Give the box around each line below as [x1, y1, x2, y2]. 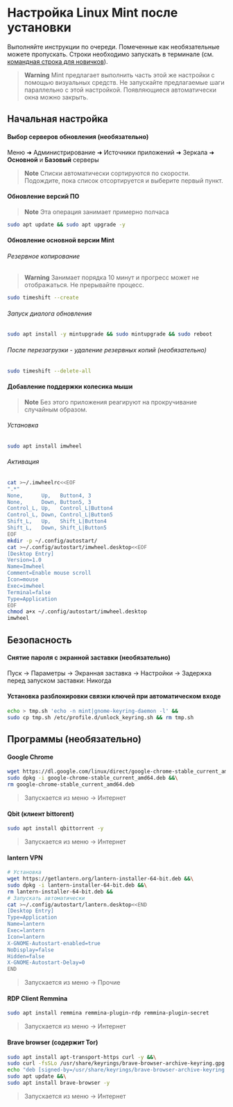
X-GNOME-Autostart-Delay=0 [7, 959, 85, 967]
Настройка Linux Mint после [7, 5, 178, 21]
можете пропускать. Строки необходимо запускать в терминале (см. [7, 50, 214, 58]
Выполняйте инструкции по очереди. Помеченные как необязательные [7, 42, 220, 51]
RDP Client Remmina [7, 994, 68, 1002]
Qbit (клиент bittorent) [7, 810, 75, 818]
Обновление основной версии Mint [7, 236, 114, 245]
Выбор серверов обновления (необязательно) [7, 132, 149, 140]
